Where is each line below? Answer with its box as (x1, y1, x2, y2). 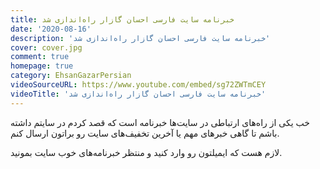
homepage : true (10, 61, 74, 71)
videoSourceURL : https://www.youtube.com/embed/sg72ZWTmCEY (10, 80, 267, 90)
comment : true (10, 52, 70, 62)
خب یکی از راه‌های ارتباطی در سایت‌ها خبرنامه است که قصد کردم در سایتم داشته (10, 116, 310, 128)
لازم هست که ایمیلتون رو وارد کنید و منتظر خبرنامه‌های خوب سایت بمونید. (10, 146, 283, 158)
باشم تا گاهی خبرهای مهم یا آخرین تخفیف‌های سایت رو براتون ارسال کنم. (10, 127, 280, 139)
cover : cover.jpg (10, 42, 83, 53)
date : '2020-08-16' (10, 24, 92, 34)
